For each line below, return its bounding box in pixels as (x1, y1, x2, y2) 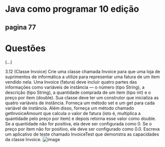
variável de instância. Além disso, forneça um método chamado (5, 105, 134, 111)
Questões (5, 43, 46, 54)
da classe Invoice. (5, 136, 42, 142)
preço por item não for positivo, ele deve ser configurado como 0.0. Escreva (5, 126, 160, 132)
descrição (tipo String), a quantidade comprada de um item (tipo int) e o (5, 89, 151, 95)
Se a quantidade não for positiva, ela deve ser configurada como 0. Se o (5, 120, 152, 126)
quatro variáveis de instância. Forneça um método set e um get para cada (5, 100, 155, 106)
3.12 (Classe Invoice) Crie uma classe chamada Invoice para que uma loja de (5, 68, 161, 74)
